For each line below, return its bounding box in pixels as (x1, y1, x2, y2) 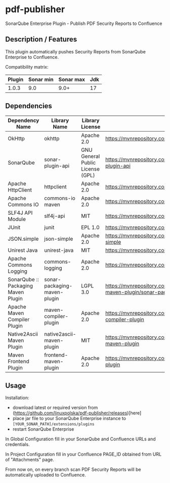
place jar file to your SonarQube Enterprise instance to (12, 415, 126, 422)
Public (80, 159, 96, 166)
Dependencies (5, 102, 52, 110)
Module (8, 215, 26, 222)
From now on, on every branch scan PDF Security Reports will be (5, 466, 141, 473)
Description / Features (5, 35, 77, 44)
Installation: (5, 395, 29, 401)
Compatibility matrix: (5, 63, 49, 70)
